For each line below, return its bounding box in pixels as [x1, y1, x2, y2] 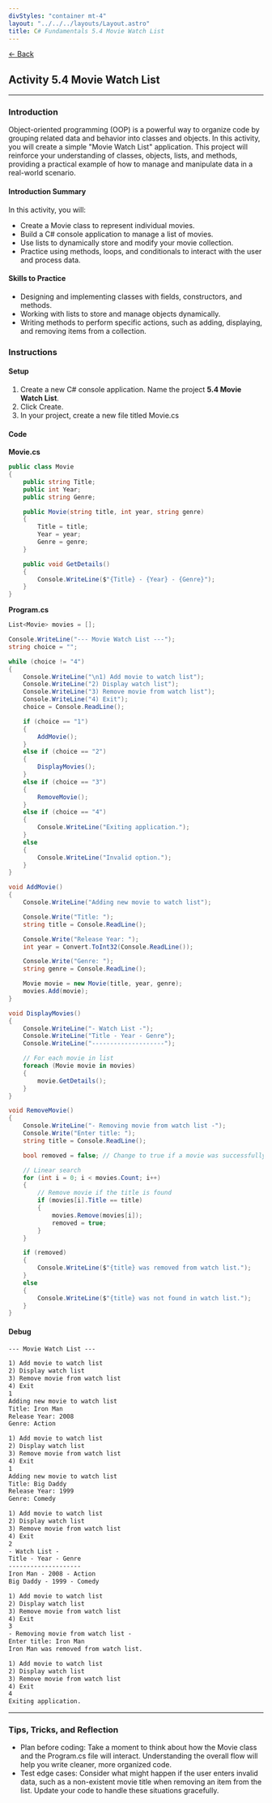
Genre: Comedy [8, 1495, 57, 1503]
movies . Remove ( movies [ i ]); [51, 1211, 143, 1219]
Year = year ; [37, 530, 82, 538]
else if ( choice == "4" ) [23, 808, 107, 816]
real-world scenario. [8, 168, 76, 178]
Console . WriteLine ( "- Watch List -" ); [23, 1024, 154, 1032]
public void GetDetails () [23, 560, 111, 569]
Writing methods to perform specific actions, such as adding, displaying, [19, 318, 263, 327]
